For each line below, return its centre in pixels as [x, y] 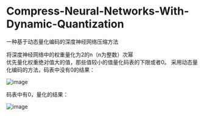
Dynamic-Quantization [65, 24]
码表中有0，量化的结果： [37, 94]
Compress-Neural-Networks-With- [98, 11]
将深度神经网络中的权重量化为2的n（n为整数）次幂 [70, 54]
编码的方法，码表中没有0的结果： [53, 70]
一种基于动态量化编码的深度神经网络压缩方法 [62, 41]
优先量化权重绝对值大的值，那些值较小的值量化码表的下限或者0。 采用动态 [100, 62]
